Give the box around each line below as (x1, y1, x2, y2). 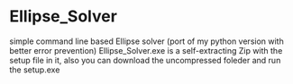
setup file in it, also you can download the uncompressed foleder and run (9, 55, 281, 65)
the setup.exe (9, 64, 60, 75)
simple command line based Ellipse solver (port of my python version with (9, 36, 284, 46)
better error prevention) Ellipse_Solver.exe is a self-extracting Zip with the (9, 45, 283, 55)
